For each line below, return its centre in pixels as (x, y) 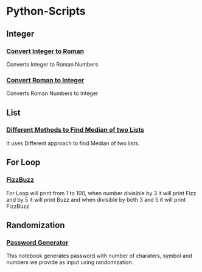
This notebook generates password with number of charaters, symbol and (99, 256)
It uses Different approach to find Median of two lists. (73, 143)
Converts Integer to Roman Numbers (52, 64)
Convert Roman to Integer (45, 80)
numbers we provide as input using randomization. (70, 262)
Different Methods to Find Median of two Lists (75, 130)
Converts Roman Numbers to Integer (52, 93)
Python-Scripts (46, 11)
